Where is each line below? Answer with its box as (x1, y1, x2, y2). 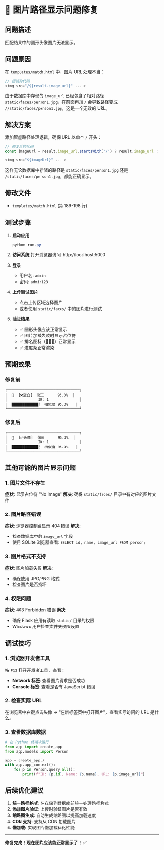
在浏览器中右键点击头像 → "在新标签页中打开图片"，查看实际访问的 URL (5, 709, 149, 715)
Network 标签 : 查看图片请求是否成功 (12, 677, 85, 683)
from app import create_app (5, 744, 62, 750)
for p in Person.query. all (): (14, 767, 76, 772)
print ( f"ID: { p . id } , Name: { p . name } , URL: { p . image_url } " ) (22, 771, 145, 777)
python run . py (12, 242, 41, 247)
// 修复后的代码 (5, 144, 34, 149)
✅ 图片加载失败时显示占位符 (19, 332, 76, 338)
